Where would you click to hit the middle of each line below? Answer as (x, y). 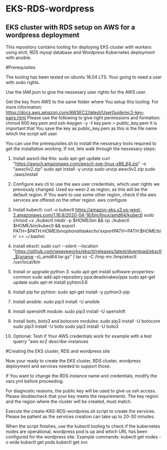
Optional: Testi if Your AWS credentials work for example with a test (82, 336)
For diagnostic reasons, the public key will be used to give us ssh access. (81, 391)
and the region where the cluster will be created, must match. (69, 401)
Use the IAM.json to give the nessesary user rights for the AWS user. (76, 92)
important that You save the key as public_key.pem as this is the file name (82, 128)
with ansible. (19, 58)
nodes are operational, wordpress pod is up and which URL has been (77, 431)
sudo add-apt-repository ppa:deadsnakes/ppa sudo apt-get (94, 277)
